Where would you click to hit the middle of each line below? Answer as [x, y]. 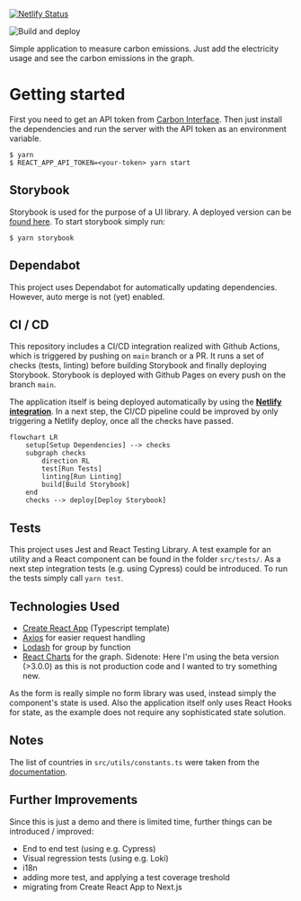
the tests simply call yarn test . [66, 579]
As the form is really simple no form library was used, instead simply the [143, 693]
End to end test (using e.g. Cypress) [89, 848]
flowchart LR [34, 437]
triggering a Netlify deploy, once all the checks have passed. [121, 421]
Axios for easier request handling [84, 637]
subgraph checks [56, 454]
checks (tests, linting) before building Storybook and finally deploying [138, 366]
